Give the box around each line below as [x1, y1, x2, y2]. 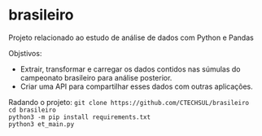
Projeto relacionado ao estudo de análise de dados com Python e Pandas [8, 33, 254, 42]
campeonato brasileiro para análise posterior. [20, 72, 172, 82]
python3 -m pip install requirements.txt [8, 112, 151, 121]
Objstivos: [8, 48, 42, 58]
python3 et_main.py [8, 120, 75, 128]
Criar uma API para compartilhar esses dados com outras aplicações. [20, 81, 254, 91]
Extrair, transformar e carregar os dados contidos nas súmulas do [20, 64, 241, 74]
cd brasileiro [8, 106, 57, 114]
